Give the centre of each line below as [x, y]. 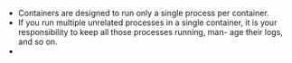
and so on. [38, 41]
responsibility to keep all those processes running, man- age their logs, [150, 32]
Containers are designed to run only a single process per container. [143, 13]
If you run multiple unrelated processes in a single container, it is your [147, 22]
